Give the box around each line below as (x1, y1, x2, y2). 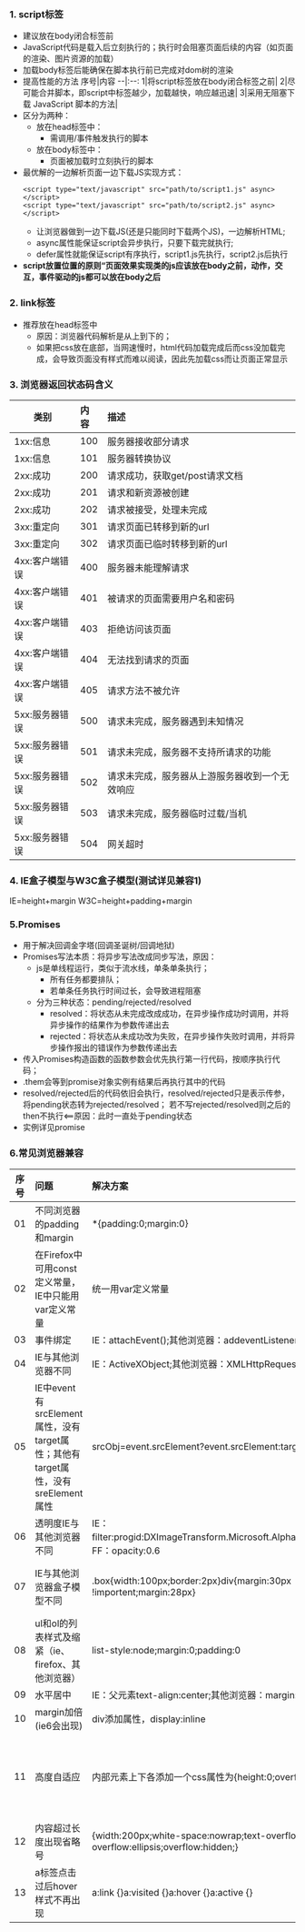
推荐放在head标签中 (22, 319, 98, 329)
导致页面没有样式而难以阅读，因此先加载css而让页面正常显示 (60, 353, 289, 364)
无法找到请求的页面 (107, 653, 190, 666)
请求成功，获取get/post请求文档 (107, 469, 243, 481)
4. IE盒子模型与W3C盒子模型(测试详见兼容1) (9, 874, 202, 886)
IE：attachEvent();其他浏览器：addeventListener (92, 1333, 299, 1346)
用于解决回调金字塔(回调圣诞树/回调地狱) (22, 940, 175, 951)
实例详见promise (22, 1122, 86, 1133)
